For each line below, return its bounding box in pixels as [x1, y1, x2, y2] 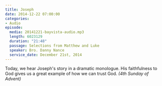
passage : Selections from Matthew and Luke [9, 43, 99, 48]
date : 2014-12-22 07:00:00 [5, 12, 60, 17]
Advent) [5, 76, 21, 82]
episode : [5, 25, 23, 30]
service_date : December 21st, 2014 [9, 52, 82, 57]
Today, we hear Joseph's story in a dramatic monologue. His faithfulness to [5, 66, 158, 71]
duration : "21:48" [9, 39, 47, 44]
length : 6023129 [9, 34, 43, 39]
